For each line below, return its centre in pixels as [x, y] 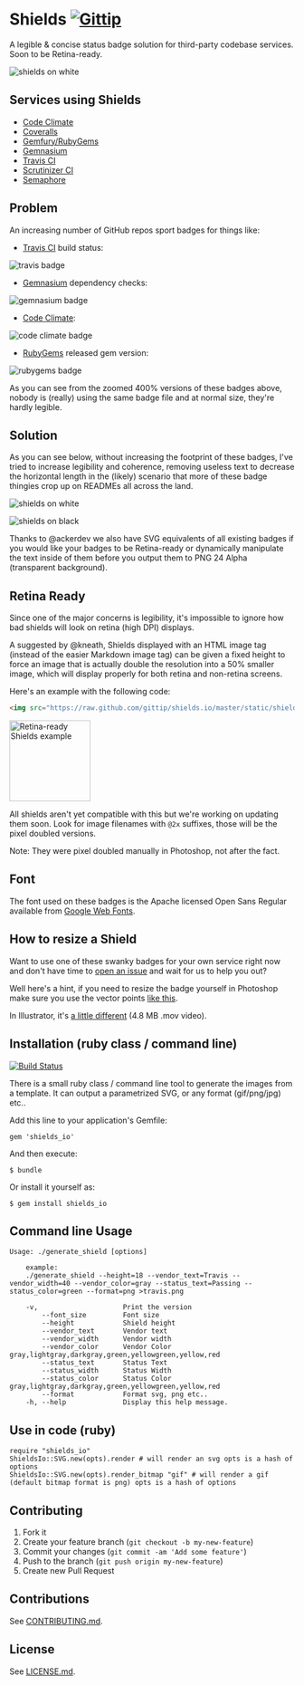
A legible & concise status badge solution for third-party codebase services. [152, 44]
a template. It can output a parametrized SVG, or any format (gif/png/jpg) [145, 1093]
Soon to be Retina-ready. [56, 53]
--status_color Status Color [107, 1379]
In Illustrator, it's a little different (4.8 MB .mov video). [108, 1015]
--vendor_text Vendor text [105, 1331]
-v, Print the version [109, 1307]
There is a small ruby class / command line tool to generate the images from [151, 1083]
